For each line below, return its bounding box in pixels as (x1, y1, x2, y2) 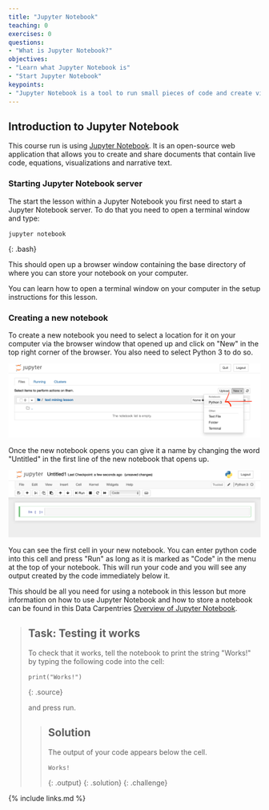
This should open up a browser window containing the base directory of (8, 259, 247, 269)
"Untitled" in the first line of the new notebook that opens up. (8, 454, 210, 464)
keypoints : (8, 80, 45, 88)
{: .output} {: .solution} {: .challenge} (47, 778, 168, 788)
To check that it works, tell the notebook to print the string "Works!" (27, 648, 251, 658)
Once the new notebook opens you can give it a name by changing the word (8, 445, 260, 455)
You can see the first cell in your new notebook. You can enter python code (8, 545, 257, 555)
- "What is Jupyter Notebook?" (8, 47, 113, 55)
